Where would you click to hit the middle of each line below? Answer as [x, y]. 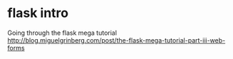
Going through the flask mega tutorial [62, 33]
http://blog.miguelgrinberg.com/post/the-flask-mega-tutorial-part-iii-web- [116, 40]
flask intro [38, 13]
